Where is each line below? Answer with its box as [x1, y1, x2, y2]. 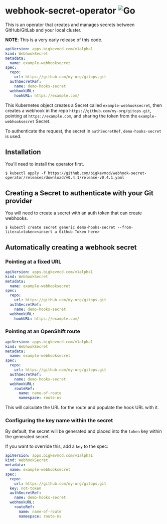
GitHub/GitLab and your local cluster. [5, 27, 82, 33]
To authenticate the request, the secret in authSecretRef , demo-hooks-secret [5, 128, 161, 134]
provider [5, 196, 33, 205]
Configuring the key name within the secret [5, 417, 113, 424]
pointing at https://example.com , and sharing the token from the [5, 113, 137, 119]
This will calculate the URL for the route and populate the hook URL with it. [5, 405, 159, 411]
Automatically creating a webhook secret [5, 243, 137, 251]
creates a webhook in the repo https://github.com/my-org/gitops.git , [5, 107, 151, 113]
